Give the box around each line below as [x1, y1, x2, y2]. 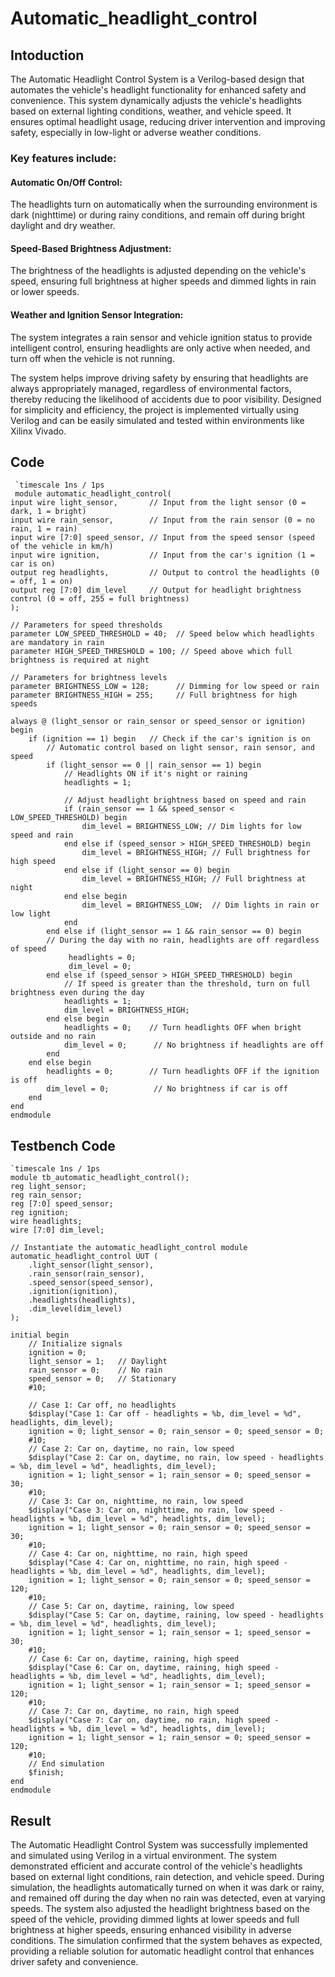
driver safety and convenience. [10, 1955, 139, 1967]
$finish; [28, 1768, 65, 1778]
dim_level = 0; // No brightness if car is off [46, 1084, 288, 1094]
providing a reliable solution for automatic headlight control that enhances [10, 1945, 315, 1957]
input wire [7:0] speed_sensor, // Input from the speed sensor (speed [10, 533, 315, 543]
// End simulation [28, 1759, 105, 1769]
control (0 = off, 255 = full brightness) [10, 594, 190, 604]
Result [10, 1812, 52, 1829]
